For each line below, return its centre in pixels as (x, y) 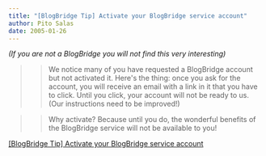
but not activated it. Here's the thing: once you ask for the (144, 78)
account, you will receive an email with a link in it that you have (153, 86)
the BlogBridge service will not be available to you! (133, 128)
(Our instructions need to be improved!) (114, 104)
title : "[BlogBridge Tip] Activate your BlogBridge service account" (128, 16)
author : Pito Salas (41, 23)
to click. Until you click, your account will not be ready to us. (148, 95)
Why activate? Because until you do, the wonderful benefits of (152, 120)
